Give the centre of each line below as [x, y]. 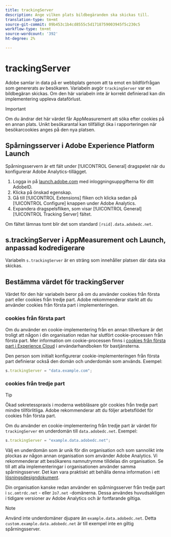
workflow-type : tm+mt [28, 29]
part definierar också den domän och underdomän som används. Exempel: [84, 361]
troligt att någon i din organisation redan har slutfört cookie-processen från [84, 335]
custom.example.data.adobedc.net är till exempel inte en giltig [69, 523]
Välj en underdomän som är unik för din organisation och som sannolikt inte [85, 450]
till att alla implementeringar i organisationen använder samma [71, 466]
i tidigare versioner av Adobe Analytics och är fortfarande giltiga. [73, 498]
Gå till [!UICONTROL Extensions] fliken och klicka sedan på [75, 198]
